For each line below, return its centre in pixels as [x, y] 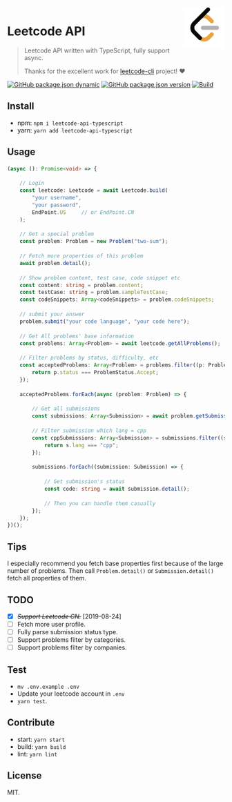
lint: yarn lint [37, 754]
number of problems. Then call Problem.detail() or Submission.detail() [110, 571]
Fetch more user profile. [51, 624]
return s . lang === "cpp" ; [81, 445]
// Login [32, 183]
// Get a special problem [57, 234]
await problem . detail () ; [55, 263]
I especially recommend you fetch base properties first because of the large [115, 564]
